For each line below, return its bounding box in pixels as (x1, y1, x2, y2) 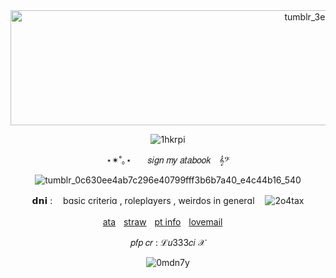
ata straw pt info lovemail (102, 216, 223, 228)
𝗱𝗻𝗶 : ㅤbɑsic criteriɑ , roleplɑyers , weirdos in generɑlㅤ (31, 195, 263, 206)
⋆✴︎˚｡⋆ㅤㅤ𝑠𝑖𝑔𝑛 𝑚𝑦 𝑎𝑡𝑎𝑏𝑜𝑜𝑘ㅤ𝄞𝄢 (106, 154, 230, 166)
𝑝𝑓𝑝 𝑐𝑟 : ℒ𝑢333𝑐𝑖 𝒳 (130, 237, 206, 248)
